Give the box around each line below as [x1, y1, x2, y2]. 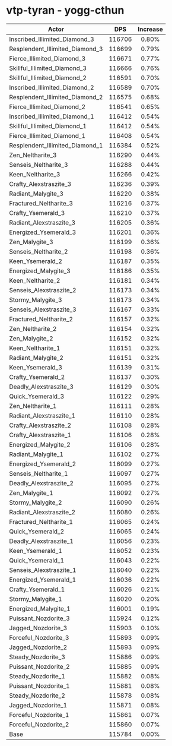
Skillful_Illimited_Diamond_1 [9, 122, 87, 130]
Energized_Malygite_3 [9, 267, 71, 275]
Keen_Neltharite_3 [9, 170, 60, 178]
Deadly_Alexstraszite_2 [9, 479, 74, 487]
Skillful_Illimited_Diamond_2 [9, 74, 87, 82]
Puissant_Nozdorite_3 [9, 614, 70, 622]
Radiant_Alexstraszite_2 [9, 508, 76, 516]
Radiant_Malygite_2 [9, 353, 64, 362]
